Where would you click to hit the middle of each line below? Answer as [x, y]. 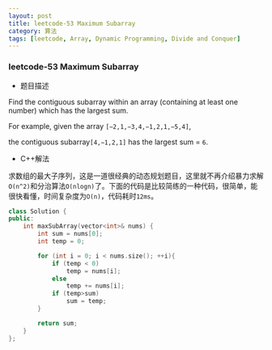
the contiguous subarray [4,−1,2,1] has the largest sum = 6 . [108, 142]
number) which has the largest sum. [68, 110]
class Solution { [38, 211]
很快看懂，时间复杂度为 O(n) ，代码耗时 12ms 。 [83, 196]
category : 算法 [33, 31]
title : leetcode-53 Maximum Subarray [72, 23]
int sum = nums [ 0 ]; [70, 234]
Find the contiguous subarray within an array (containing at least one [123, 101]
